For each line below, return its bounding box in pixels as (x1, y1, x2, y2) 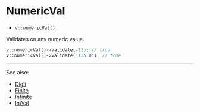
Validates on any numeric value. (6, 35, 85, 42)
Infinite (14, 93, 32, 100)
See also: (6, 69, 29, 76)
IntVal (14, 99, 29, 107)
